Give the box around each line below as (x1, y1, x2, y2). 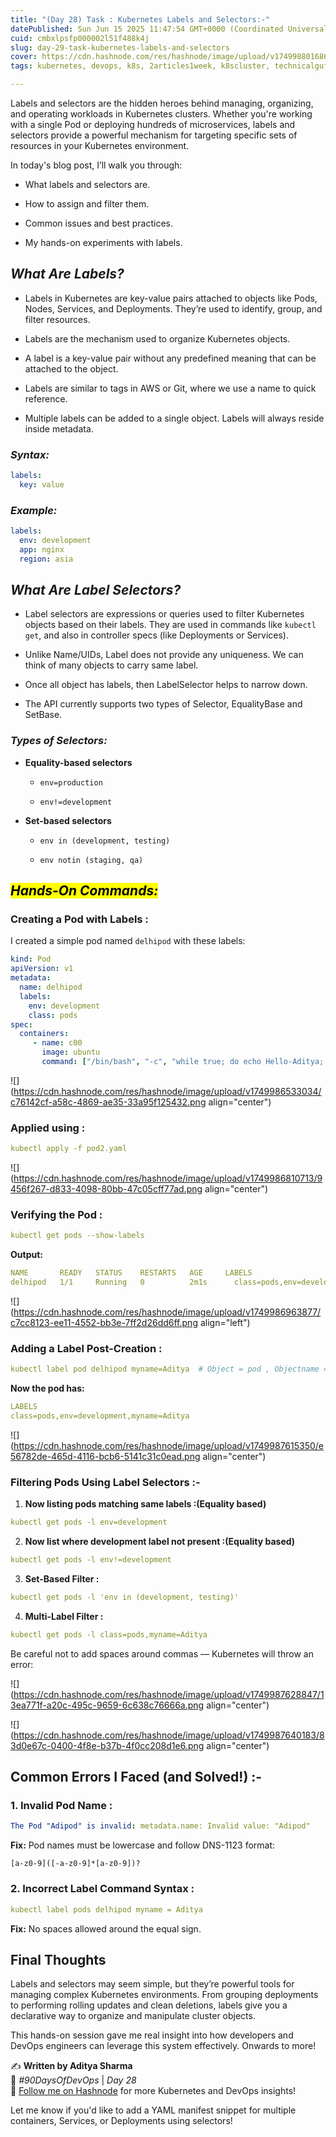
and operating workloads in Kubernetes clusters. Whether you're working (10, 108, 313, 120)
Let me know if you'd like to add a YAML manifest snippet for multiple (10, 2104, 297, 2116)
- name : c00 (32, 1038, 83, 1048)
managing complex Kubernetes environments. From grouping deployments (10, 1989, 319, 2001)
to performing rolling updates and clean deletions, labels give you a (10, 1999, 288, 2011)
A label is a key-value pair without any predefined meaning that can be (24, 352, 317, 364)
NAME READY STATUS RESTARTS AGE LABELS (10, 1268, 253, 1278)
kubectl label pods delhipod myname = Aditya (10, 1904, 203, 1915)
